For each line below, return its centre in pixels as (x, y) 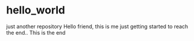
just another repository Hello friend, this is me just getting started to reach (97, 26)
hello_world (36, 10)
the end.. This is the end (36, 32)
